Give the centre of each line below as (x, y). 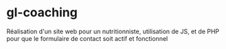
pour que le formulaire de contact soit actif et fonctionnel (87, 38)
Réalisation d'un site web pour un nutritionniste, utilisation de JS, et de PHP (113, 31)
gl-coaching (42, 13)
